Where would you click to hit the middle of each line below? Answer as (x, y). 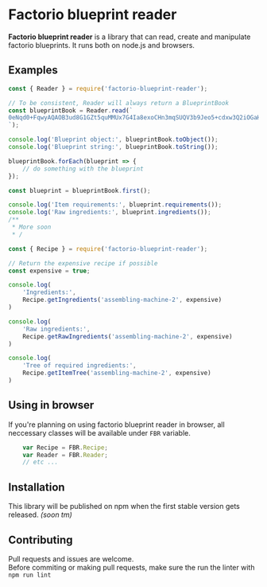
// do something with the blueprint (83, 169)
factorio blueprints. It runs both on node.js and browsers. (101, 45)
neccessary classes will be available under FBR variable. (99, 432)
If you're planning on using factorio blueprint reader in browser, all (116, 425)
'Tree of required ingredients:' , (79, 366)
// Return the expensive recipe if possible (83, 263)
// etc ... (41, 462)
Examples (33, 70)
